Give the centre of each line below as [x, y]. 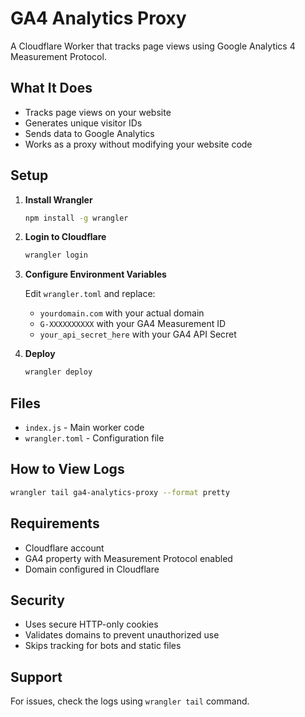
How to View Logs [67, 469]
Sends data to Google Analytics [89, 133]
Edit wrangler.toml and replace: [90, 294]
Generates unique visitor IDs [83, 123]
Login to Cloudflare [65, 237]
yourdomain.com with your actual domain [122, 313]
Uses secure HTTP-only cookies [91, 624]
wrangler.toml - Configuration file [94, 438]
